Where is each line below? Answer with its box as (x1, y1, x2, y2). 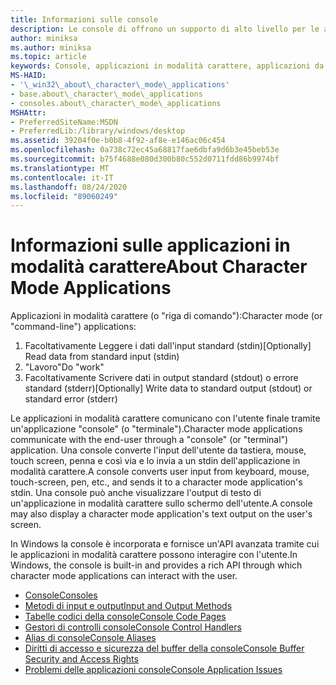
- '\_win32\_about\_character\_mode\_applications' (10, 80, 230, 90)
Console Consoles (24, 589, 98, 601)
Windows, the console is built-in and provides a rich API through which (10, 559, 303, 571)
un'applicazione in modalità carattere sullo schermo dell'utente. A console (10, 497, 313, 510)
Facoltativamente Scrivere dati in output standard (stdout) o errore (24, 372, 299, 384)
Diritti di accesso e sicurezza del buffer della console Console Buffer (24, 642, 305, 655)
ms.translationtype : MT (10, 163, 110, 173)
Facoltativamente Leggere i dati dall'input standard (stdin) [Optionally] (24, 340, 312, 352)
